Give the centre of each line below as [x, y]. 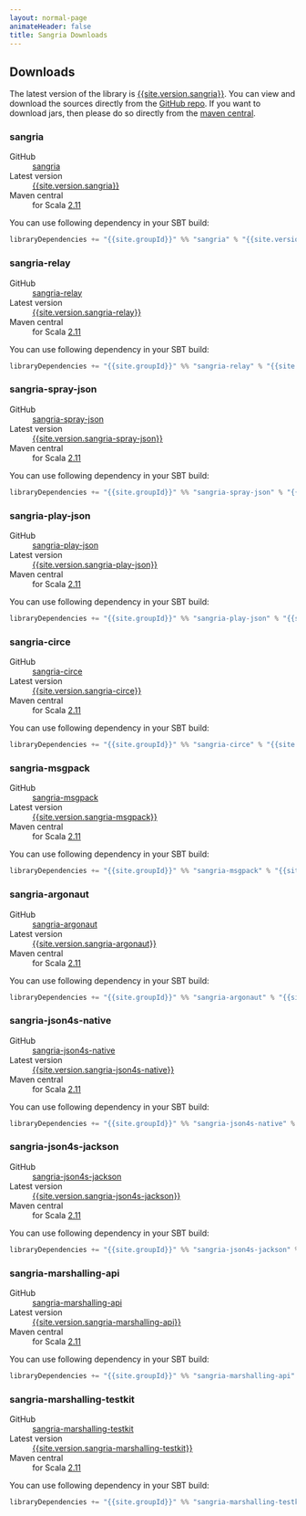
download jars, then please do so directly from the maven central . [133, 113]
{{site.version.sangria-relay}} [87, 312]
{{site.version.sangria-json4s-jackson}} [107, 1195]
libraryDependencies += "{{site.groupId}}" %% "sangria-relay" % [136, 366]
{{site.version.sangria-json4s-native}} [103, 1069]
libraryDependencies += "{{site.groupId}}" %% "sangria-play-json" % [144, 618]
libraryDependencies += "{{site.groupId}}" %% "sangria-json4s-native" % [153, 1123]
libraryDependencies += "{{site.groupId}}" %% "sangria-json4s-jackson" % [154, 1249]
